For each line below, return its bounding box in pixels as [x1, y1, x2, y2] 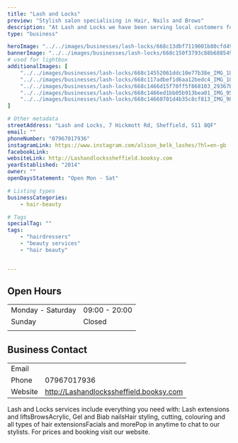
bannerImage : [7, 50, 46, 57]
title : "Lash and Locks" [7, 10, 81, 18]
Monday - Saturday [11, 305, 76, 315]
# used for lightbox [7, 56, 69, 64]
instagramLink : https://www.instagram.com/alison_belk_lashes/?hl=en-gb [7, 141, 227, 149]
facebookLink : [7, 148, 50, 155]
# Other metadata [7, 115, 59, 123]
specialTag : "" [7, 220, 52, 227]
